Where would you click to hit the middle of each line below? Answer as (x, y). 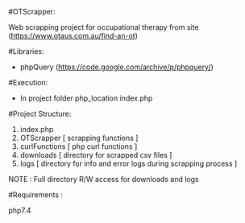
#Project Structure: (40, 114)
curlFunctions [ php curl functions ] (79, 147)
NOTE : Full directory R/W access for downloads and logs (104, 179)
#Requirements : (35, 195)
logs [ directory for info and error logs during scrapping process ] (129, 163)
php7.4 (20, 210)
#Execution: (28, 83)
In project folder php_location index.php (86, 98)
